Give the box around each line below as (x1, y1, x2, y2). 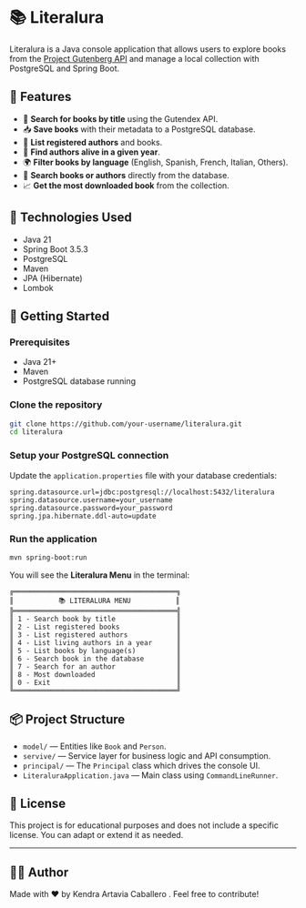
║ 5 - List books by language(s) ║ (9, 646, 181, 655)
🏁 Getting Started (9, 308, 110, 324)
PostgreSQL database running (22, 376, 137, 387)
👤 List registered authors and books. (22, 136, 163, 147)
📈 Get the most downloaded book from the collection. (22, 179, 229, 191)
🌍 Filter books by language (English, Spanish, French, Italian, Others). (22, 156, 289, 167)
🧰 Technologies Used (9, 210, 132, 226)
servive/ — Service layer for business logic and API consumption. (22, 750, 271, 761)
